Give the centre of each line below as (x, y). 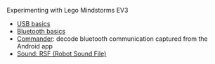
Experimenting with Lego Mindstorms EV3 (67, 10)
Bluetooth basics (41, 31)
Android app (35, 46)
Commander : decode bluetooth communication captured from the (112, 39)
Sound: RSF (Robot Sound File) (61, 53)
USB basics (33, 24)
